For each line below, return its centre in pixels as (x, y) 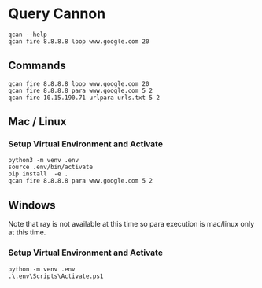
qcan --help (28, 35)
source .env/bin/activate (50, 167)
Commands (37, 66)
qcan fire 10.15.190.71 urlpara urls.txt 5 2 (84, 98)
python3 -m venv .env (44, 161)
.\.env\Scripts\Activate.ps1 (56, 276)
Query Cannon (57, 14)
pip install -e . (38, 174)
